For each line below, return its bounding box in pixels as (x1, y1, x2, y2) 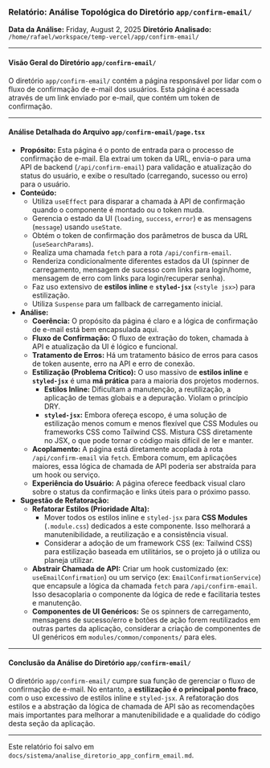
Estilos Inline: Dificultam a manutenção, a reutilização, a (43, 384, 231, 394)
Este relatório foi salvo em (8, 741, 95, 751)
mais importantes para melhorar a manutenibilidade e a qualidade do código (8, 710, 261, 720)
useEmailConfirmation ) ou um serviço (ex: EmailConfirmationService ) (31, 572, 261, 581)
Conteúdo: (19, 187, 57, 197)
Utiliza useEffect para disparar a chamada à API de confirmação (31, 196, 246, 206)
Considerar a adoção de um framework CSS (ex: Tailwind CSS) (43, 538, 253, 548)
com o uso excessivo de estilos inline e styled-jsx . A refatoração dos (8, 692, 239, 702)
